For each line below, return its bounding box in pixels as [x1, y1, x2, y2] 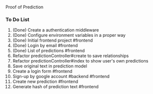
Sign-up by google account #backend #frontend [12, 74, 110, 79]
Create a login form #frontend [12, 68, 72, 74]
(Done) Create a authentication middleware [12, 27, 99, 33]
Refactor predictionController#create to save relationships [12, 53, 129, 59]
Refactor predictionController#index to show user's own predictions [12, 58, 149, 64]
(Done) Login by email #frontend [12, 43, 78, 48]
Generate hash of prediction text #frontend [12, 84, 99, 90]
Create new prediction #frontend [12, 78, 78, 84]
